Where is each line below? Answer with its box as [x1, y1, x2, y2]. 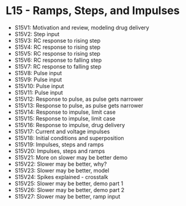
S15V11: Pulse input [14, 89, 63, 96]
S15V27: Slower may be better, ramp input [14, 193, 121, 200]
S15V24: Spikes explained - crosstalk [14, 173, 108, 180]
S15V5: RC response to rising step [14, 50, 100, 57]
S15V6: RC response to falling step [14, 56, 102, 64]
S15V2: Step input [14, 30, 60, 37]
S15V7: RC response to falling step [14, 62, 102, 70]
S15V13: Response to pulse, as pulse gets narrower [14, 101, 144, 109]
